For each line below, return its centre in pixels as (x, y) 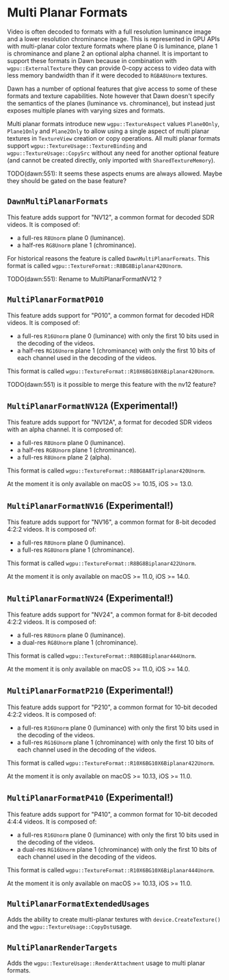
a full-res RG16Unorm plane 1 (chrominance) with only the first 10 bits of (115, 742)
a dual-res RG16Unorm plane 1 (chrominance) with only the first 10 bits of (117, 849)
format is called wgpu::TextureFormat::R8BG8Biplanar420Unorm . (95, 265)
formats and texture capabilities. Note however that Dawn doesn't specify (111, 96)
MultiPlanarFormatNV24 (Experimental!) (90, 598)
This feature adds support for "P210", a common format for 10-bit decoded (112, 707)
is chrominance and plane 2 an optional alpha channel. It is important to (108, 53)
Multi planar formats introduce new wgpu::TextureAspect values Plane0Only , (113, 123)
